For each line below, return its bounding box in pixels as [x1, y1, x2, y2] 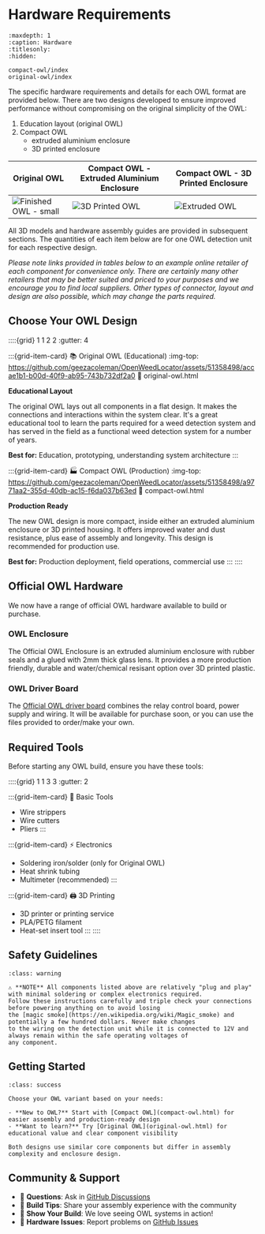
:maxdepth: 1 [8, 32, 51, 39]
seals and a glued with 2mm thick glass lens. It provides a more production [8, 655, 252, 664]
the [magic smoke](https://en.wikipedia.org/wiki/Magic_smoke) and [8, 1011, 235, 1019]
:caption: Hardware [8, 38, 73, 47]
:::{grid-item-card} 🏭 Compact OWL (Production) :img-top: [8, 466, 201, 475]
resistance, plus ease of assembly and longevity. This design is [8, 533, 214, 542]
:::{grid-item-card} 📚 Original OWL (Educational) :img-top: [8, 351, 199, 361]
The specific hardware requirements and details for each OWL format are [8, 87, 247, 96]
